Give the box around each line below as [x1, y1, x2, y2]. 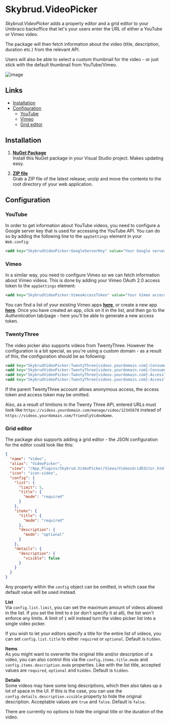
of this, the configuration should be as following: [5, 353, 106, 359]
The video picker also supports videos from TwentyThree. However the [5, 342, 154, 349]
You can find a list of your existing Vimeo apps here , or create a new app [5, 302, 157, 308]
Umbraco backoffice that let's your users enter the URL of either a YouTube [5, 25, 163, 32]
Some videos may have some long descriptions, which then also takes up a [5, 682, 162, 689]
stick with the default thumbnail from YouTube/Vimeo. [5, 61, 117, 68]
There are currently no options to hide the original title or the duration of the [5, 709, 163, 715]
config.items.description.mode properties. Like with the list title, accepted [5, 662, 161, 668]
